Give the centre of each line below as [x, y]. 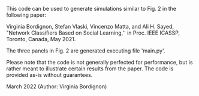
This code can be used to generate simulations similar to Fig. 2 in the [91, 9]
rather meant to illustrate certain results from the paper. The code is [90, 69]
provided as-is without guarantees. [49, 75]
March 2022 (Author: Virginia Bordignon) [57, 86]
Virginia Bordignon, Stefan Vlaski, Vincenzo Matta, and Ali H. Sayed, [90, 27]
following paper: [26, 15]
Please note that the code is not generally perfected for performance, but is [99, 62]
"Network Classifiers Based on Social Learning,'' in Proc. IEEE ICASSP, [93, 33]
